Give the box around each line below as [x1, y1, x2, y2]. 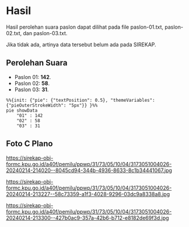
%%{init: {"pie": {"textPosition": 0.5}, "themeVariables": [6, 97, 156, 103]
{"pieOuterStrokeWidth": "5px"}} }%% [6, 102, 98, 108]
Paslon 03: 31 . [14, 86, 49, 93]
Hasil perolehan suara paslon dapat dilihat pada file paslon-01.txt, [6, 23, 164, 30]
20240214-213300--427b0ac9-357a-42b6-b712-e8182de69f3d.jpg [6, 214, 169, 221]
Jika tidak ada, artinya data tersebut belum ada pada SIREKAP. [6, 41, 156, 48]
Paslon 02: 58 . [14, 80, 50, 87]
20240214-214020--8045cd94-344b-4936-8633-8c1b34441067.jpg [6, 167, 172, 174]
